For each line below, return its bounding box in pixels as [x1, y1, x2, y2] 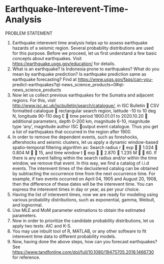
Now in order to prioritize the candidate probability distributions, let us [12, 218, 155, 224]
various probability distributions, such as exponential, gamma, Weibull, [12, 197, 156, 202]
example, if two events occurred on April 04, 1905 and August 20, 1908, [12, 176, 158, 182]
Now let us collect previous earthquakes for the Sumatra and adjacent [12, 92, 154, 98]
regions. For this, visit [12, 97, 56, 103]
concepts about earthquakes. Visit [12, 55, 82, 61]
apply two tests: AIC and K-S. [12, 223, 72, 229]
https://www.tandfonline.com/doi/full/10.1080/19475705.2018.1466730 [12, 249, 154, 255]
